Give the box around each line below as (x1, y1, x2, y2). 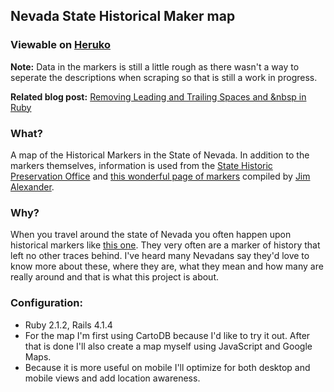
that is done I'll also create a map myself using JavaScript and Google (24, 340, 313, 352)
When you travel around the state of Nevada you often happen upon (10, 229, 292, 241)
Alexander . (10, 180, 55, 193)
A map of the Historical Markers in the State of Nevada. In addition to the (10, 149, 310, 161)
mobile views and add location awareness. (24, 372, 201, 384)
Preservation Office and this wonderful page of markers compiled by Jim (10, 170, 311, 182)
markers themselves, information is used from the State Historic (10, 159, 273, 171)
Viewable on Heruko (10, 38, 111, 52)
